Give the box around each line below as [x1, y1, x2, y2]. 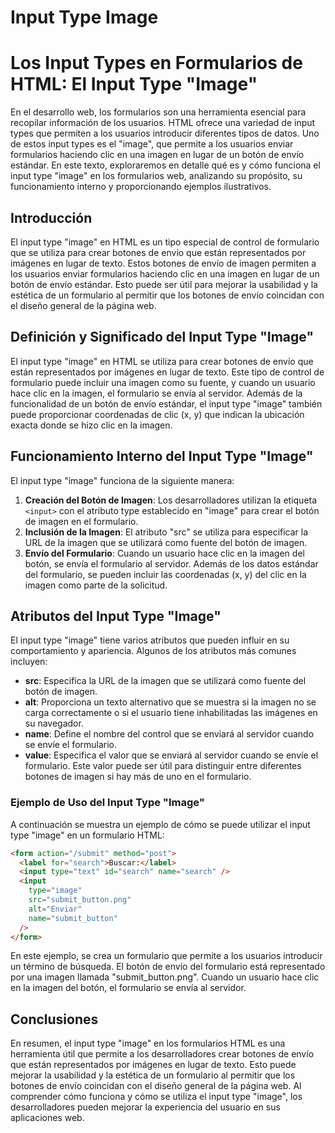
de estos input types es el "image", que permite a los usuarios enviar [10, 138, 294, 150]
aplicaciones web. [10, 1112, 85, 1124]
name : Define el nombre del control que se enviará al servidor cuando [24, 728, 315, 740]
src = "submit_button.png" [28, 895, 132, 905]
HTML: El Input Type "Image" [10, 73, 258, 96]
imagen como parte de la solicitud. [24, 579, 168, 591]
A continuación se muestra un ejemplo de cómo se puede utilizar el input [10, 818, 311, 830]
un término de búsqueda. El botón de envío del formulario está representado [10, 961, 326, 973]
